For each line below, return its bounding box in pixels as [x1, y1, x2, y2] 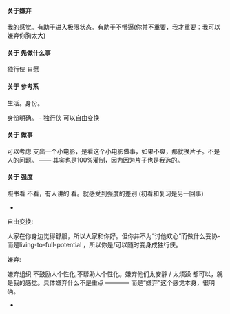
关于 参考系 [7, 83, 39, 90]
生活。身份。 [7, 98, 43, 107]
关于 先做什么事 [7, 48, 52, 56]
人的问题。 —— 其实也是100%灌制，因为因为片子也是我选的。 [7, 156, 184, 164]
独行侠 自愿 [7, 65, 39, 74]
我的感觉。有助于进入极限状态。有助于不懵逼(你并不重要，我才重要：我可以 [7, 23, 221, 31]
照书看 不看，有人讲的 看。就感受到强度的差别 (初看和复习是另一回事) [7, 189, 205, 198]
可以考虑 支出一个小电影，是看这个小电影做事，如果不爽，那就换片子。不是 [7, 147, 220, 155]
